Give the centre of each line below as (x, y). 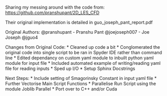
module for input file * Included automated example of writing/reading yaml (83, 63)
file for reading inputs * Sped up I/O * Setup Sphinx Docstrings (70, 68)
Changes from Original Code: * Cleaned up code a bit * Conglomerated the (83, 47)
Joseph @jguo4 (22, 37)
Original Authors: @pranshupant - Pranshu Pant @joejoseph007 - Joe (77, 32)
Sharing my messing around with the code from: (55, 7)
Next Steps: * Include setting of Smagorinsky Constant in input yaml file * (81, 78)
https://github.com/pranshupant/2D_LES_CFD (52, 13)
